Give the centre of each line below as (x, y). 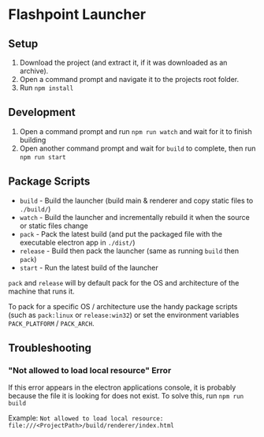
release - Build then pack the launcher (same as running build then (129, 251)
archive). (34, 71)
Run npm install (46, 88)
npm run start (43, 157)
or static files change (54, 226)
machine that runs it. (41, 291)
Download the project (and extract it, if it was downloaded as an (123, 62)
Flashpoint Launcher (77, 15)
